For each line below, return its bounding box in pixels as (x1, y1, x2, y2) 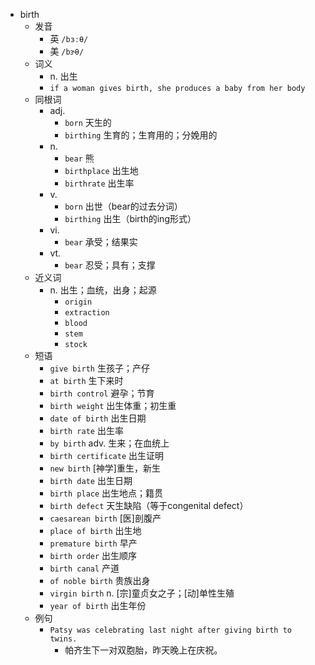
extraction (64, 308, 110, 318)
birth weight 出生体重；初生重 (49, 400, 177, 411)
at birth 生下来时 (49, 375, 124, 386)
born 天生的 (64, 117, 112, 128)
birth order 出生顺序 (49, 550, 138, 561)
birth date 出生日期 (49, 475, 133, 486)
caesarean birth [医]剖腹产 (49, 512, 162, 524)
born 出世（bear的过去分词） (64, 200, 183, 212)
